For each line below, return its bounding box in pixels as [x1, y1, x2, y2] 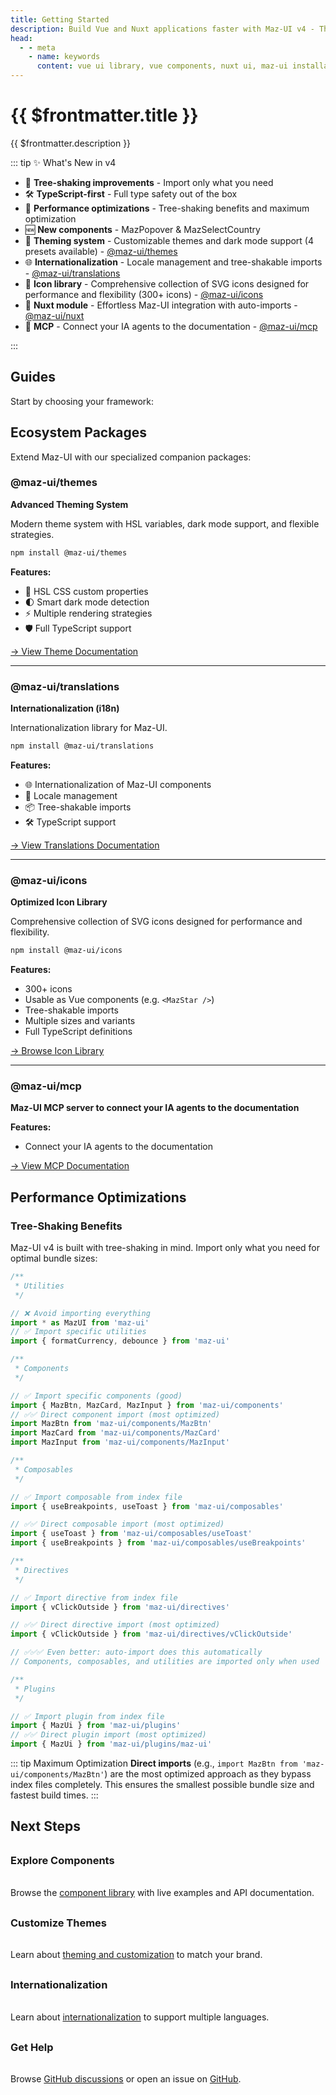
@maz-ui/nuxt [24, 309, 85, 321]
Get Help [10, 2040, 54, 2054]
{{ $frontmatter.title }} [10, 104, 199, 127]
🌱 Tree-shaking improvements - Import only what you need [24, 176, 274, 188]
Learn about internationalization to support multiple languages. [10, 2011, 270, 2023]
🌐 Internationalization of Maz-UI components [24, 778, 212, 790]
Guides [10, 369, 57, 386]
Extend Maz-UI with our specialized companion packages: [10, 451, 252, 463]
